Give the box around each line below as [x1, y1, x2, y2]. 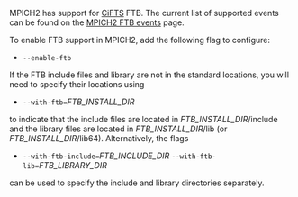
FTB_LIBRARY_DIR [39, 160, 108, 170]
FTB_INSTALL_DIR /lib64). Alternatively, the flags [9, 133, 189, 143]
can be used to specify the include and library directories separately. [9, 177, 265, 188]
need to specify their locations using [9, 79, 145, 89]
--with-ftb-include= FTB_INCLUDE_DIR [22, 150, 170, 161]
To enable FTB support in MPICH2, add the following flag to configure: [9, 35, 271, 45]
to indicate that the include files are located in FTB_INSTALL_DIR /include [9, 114, 278, 124]
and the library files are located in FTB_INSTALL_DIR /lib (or [9, 123, 228, 134]
